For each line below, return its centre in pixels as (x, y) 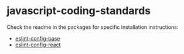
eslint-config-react (38, 45)
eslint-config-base (38, 38)
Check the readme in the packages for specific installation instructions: (93, 27)
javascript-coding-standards (79, 11)
